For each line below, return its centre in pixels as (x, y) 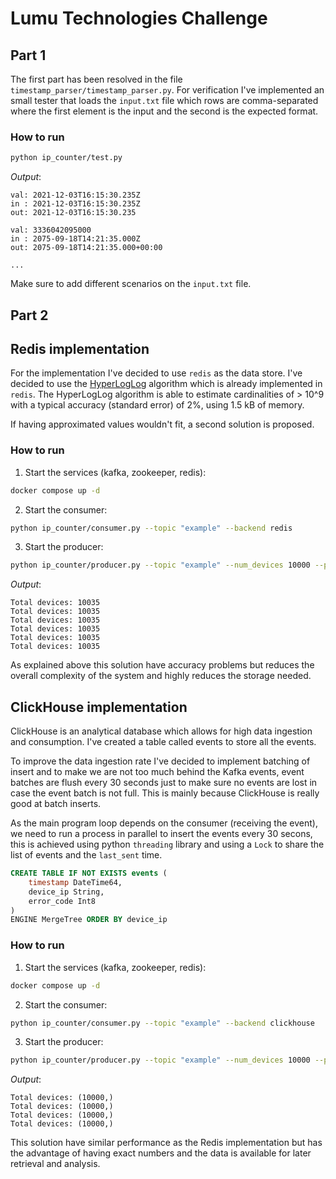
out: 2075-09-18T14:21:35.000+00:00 (86, 248)
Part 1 (28, 55)
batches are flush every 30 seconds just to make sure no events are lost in (164, 783)
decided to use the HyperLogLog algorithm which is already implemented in (166, 384)
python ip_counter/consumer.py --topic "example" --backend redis (151, 528)
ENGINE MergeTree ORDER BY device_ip (89, 920)
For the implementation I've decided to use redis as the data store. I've (156, 373)
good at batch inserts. (56, 804)
